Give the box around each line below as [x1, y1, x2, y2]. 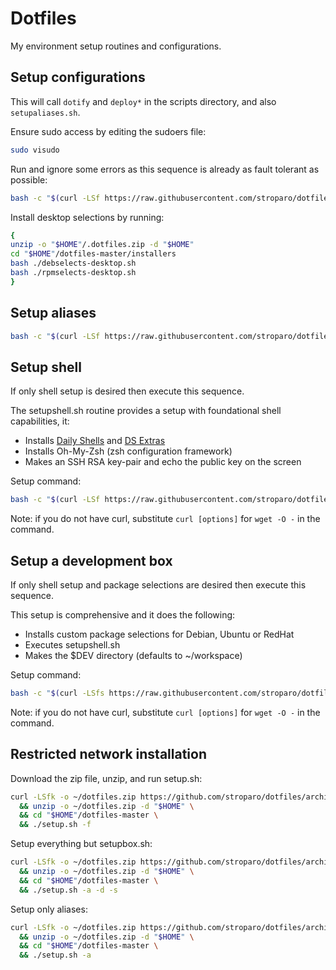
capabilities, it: [10, 415, 70, 427]
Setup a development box [10, 552, 173, 569]
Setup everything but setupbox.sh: [10, 838, 153, 850]
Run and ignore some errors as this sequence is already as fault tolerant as [10, 163, 320, 175]
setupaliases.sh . [10, 106, 81, 118]
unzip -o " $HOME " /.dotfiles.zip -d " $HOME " [10, 240, 195, 250]
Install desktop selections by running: [10, 211, 165, 223]
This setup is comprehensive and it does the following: [10, 608, 236, 621]
